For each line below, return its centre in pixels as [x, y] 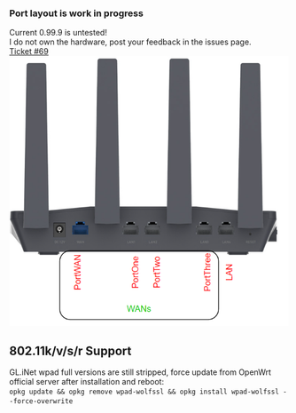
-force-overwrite [41, 401]
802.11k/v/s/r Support [70, 350]
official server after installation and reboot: [87, 382]
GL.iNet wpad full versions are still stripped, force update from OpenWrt [140, 372]
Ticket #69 [29, 52]
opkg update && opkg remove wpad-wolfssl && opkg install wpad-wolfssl [144, 392]
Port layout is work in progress [76, 13]
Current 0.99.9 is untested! [58, 33]
